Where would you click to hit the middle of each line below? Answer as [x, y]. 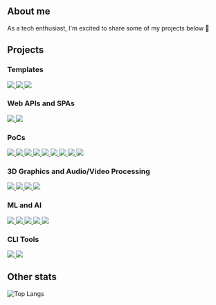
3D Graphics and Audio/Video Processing [79, 171]
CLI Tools [23, 239]
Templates [25, 70]
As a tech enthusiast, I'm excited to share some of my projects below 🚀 [108, 28]
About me [29, 11]
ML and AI [25, 205]
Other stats [32, 277]
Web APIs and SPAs [41, 103]
